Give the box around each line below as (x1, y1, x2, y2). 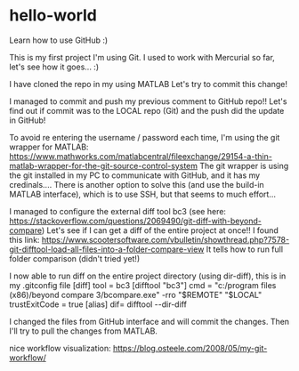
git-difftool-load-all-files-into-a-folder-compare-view (9, 244, 205, 254)
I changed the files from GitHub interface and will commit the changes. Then (9, 316, 290, 327)
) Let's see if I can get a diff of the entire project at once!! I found (41, 224, 279, 236)
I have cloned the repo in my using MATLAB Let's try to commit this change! (9, 78, 287, 89)
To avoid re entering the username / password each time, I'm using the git (9, 132, 280, 142)
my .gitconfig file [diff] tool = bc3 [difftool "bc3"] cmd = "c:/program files (9, 279, 277, 290)
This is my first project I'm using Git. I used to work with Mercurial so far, (9, 52, 276, 62)
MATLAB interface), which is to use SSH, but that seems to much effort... (9, 189, 277, 199)
